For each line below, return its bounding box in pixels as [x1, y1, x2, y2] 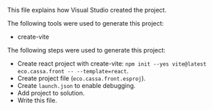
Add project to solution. [17, 89, 85, 97]
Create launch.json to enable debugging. [17, 82, 136, 89]
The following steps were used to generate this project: [7, 46, 166, 54]
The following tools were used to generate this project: [7, 19, 164, 27]
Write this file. [17, 96, 58, 104]
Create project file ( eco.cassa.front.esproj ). [17, 74, 146, 82]
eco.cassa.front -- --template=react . [17, 67, 129, 75]
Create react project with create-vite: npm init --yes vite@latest [17, 59, 207, 68]
